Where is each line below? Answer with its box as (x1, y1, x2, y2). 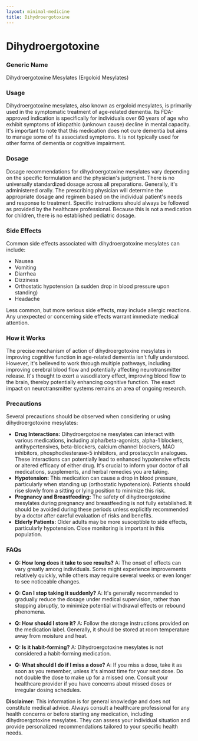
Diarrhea (14, 270, 37, 277)
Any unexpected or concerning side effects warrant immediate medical (6, 313, 179, 320)
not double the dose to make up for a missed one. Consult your (14, 674, 169, 681)
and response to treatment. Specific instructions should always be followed (6, 199, 189, 206)
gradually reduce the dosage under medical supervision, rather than (14, 595, 181, 602)
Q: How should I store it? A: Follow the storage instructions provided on (14, 619, 190, 627)
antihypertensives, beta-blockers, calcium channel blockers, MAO (14, 443, 175, 450)
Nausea (14, 257, 34, 264)
